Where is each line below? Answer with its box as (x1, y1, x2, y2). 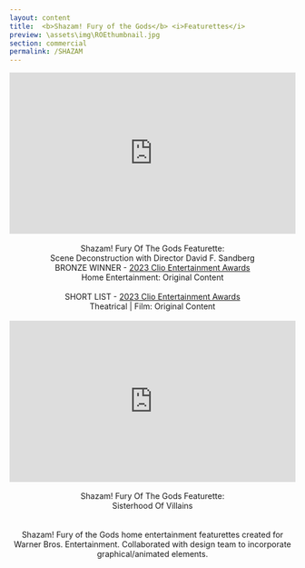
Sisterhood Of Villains (112, 501, 193, 512)
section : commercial (9, 38, 88, 48)
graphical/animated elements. (96, 549, 209, 560)
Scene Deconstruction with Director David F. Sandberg (49, 252, 256, 264)
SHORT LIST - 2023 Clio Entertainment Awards (64, 291, 241, 302)
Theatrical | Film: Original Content (89, 301, 216, 312)
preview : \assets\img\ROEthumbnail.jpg (9, 30, 161, 39)
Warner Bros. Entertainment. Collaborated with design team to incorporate (13, 539, 292, 550)
